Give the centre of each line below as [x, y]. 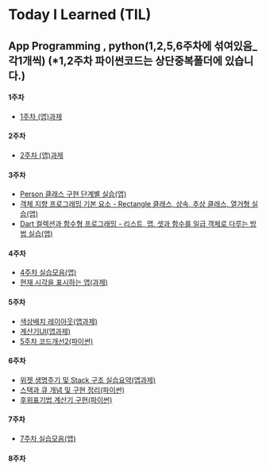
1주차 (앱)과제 [41, 116]
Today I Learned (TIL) [80, 15]
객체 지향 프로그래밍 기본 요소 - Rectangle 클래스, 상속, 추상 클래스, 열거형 [135, 204]
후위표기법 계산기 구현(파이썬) [66, 399]
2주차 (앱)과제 [41, 155]
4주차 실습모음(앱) [48, 272]
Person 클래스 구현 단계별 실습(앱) [73, 194]
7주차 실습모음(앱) [48, 439]
